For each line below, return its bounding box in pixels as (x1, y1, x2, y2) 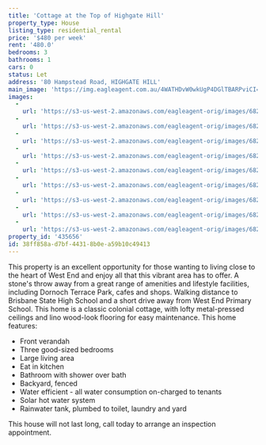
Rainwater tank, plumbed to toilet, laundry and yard (19, 404, 188, 413)
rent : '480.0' (8, 41, 55, 49)
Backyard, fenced (19, 378, 78, 388)
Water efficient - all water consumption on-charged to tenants (19, 386, 222, 397)
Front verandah (19, 336, 70, 346)
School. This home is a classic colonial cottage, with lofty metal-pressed (8, 304, 245, 313)
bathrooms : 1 (8, 56, 51, 64)
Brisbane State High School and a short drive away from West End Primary (8, 295, 252, 305)
